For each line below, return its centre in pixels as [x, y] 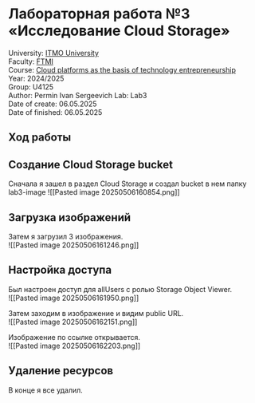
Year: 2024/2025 [36, 78]
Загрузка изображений [70, 217]
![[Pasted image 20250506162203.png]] [75, 346]
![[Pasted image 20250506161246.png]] [74, 245]
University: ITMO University [54, 53]
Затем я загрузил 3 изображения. [66, 236]
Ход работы [40, 138]
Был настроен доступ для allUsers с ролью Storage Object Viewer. [120, 289]
